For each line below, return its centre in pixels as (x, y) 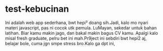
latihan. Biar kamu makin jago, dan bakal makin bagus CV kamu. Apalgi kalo (81, 33)
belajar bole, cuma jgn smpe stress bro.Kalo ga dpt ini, (60, 43)
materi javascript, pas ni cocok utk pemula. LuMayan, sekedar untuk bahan (81, 27)
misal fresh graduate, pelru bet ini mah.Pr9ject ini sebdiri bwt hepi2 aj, (76, 38)
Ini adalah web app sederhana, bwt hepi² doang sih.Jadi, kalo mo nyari (77, 23)
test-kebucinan (37, 9)
